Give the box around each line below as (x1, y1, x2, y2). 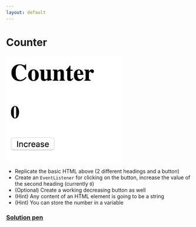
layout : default (6, 9, 46, 15)
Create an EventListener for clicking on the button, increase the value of (14, 174, 191, 181)
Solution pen (6, 213, 44, 222)
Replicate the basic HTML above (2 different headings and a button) (14, 167, 180, 175)
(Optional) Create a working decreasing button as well (14, 186, 146, 193)
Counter (6, 35, 47, 49)
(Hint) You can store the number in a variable (14, 199, 124, 206)
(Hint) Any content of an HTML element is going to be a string (14, 192, 165, 200)
